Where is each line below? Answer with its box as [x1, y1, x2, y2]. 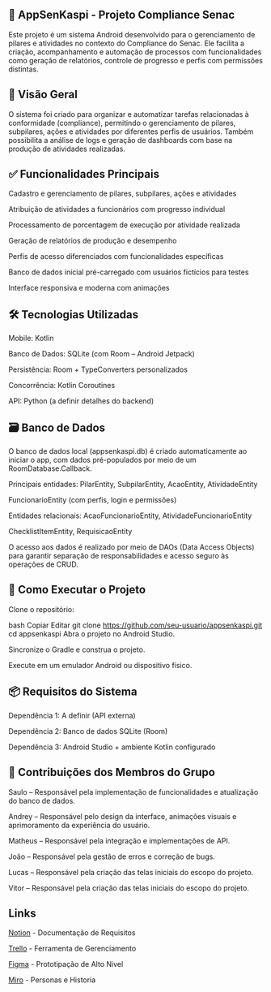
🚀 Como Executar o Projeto [8, 583, 146, 597]
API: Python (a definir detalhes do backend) [8, 396, 155, 406]
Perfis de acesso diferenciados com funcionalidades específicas [8, 252, 224, 261]
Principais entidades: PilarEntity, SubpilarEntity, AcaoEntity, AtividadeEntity [8, 480, 258, 490]
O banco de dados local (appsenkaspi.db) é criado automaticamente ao [8, 446, 248, 456]
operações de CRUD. [8, 559, 78, 569]
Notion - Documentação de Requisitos [8, 928, 136, 938]
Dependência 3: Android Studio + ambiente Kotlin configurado [8, 742, 216, 752]
